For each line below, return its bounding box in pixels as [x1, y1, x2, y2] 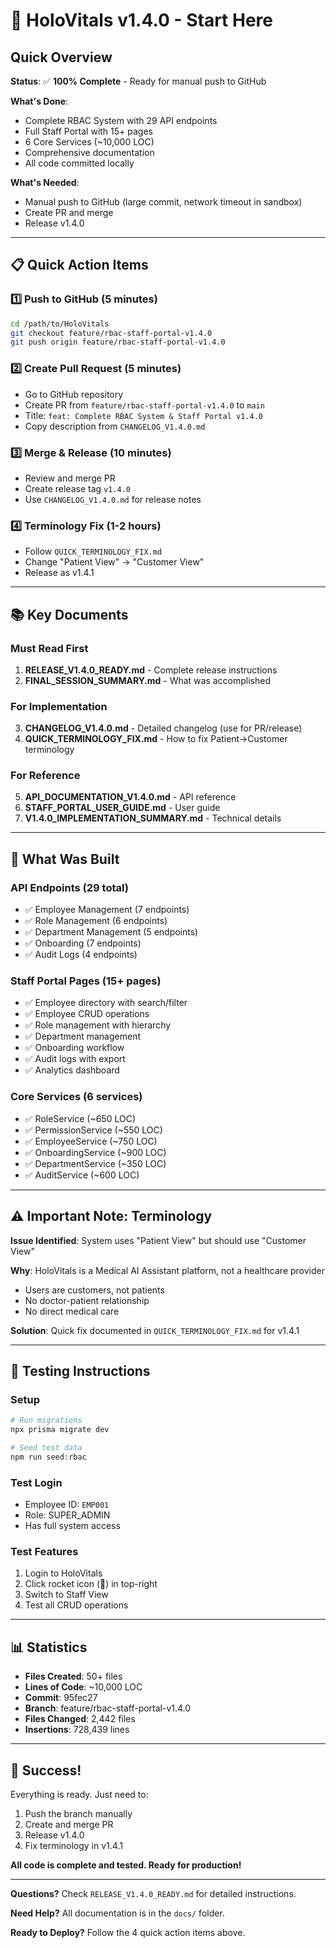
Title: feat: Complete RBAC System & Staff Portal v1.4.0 [24, 409, 263, 421]
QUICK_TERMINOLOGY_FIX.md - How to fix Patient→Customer [24, 733, 288, 745]
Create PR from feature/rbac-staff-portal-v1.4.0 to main [24, 399, 265, 411]
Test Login [10, 1475, 63, 1489]
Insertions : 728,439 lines [24, 1724, 130, 1736]
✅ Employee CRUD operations [24, 1008, 150, 1020]
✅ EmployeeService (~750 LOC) [24, 1135, 158, 1147]
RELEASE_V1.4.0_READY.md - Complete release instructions [24, 664, 278, 676]
